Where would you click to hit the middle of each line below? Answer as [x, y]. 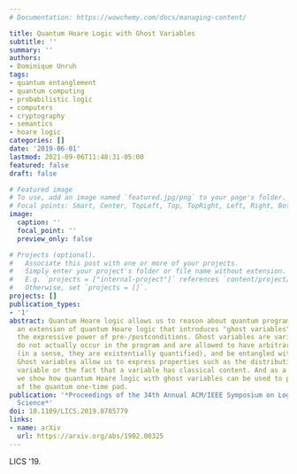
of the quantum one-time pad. [72, 386]
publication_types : [45, 304]
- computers [31, 107]
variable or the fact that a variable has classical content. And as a [152, 370]
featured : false [39, 165]
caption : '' [39, 222]
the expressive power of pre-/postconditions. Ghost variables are [144, 338]
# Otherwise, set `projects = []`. [79, 288]
